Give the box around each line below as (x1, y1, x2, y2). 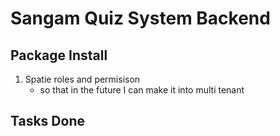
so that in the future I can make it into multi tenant (39, 84, 245, 96)
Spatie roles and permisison (24, 73, 141, 85)
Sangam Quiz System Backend (10, 7, 271, 30)
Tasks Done (10, 113, 85, 130)
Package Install (10, 47, 108, 64)
